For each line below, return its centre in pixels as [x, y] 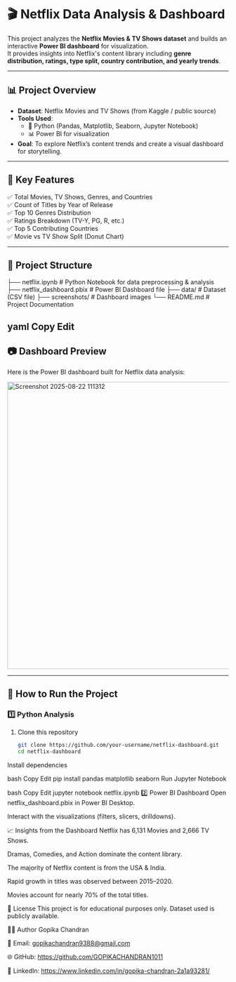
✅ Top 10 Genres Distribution [49, 213]
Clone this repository [48, 732]
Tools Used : [35, 118]
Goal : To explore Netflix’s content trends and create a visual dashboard [120, 144]
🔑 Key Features [41, 180]
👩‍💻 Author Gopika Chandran [48, 930]
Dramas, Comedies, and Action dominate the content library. [95, 854]
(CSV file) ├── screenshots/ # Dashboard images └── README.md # [109, 297]
